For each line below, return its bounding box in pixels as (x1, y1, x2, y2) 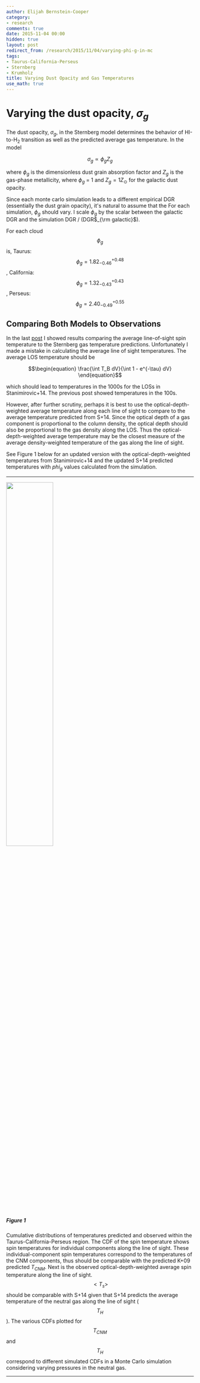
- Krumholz (6, 70, 33, 76)
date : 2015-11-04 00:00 (6, 31, 65, 37)
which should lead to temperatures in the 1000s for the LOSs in (6, 383, 161, 390)
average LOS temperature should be (6, 353, 95, 361)
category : (6, 14, 31, 20)
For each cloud (6, 227, 43, 235)
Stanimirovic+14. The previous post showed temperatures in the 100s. (6, 389, 177, 397)
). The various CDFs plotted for (6, 1317, 82, 1325)
